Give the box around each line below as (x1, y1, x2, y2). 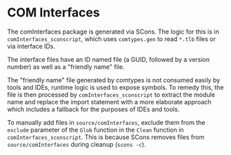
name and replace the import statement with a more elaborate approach (7, 97, 212, 106)
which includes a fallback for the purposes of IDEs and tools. (7, 105, 180, 113)
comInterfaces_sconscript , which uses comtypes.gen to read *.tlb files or (7, 34, 216, 43)
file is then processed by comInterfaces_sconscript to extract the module (7, 91, 216, 99)
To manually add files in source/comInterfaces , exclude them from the (7, 118, 205, 126)
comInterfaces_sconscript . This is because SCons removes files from (7, 132, 205, 141)
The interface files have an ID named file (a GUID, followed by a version (7, 55, 210, 63)
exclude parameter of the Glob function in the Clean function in (7, 126, 184, 134)
